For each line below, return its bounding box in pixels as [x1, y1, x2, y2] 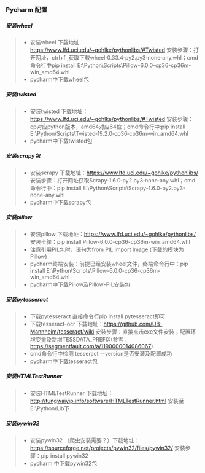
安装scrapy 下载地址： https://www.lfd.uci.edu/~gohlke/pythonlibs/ [29, 169, 199, 176]
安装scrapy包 [6, 152, 41, 160]
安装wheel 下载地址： [29, 38, 85, 45]
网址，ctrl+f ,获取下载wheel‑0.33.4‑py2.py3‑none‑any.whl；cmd [35, 53, 199, 61]
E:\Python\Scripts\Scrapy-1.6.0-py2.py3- [82, 184, 185, 192]
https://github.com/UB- [103, 320, 163, 327]
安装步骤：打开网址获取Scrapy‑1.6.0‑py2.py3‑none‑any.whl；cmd [29, 176, 196, 184]
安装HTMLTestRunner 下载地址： [29, 389, 114, 397]
